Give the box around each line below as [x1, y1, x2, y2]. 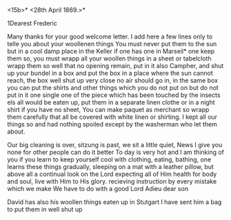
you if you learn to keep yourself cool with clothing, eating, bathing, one [7, 155, 212, 164]
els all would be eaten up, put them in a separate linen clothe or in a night [7, 98, 215, 106]
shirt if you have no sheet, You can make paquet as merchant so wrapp [7, 106, 210, 113]
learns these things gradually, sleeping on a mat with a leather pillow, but [7, 163, 214, 170]
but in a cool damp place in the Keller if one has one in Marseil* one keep [7, 47, 215, 55]
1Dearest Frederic [7, 19, 57, 27]
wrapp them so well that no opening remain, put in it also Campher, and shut [7, 62, 224, 69]
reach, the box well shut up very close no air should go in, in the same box [7, 76, 219, 85]
